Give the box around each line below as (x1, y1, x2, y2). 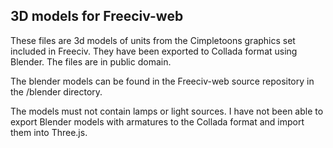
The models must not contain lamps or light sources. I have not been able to (10, 105, 324, 117)
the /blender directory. (10, 85, 103, 98)
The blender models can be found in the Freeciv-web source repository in (10, 75, 315, 87)
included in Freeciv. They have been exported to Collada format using (10, 45, 298, 57)
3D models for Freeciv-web (10, 8, 184, 25)
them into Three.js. (10, 126, 88, 138)
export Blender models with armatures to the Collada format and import (10, 115, 305, 128)
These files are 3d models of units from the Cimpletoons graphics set (10, 34, 296, 46)
